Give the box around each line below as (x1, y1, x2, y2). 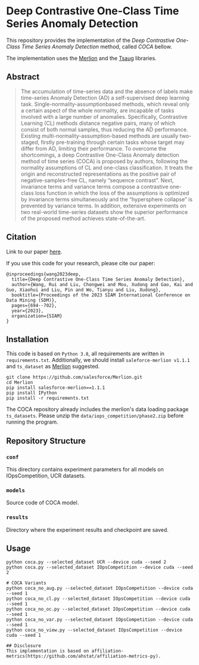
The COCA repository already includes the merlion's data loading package (6, 406, 189, 413)
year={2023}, (11, 308, 44, 314)
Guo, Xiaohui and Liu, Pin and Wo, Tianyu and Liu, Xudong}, (6, 287, 161, 293)
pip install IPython (6, 390, 58, 396)
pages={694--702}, (11, 302, 58, 308)
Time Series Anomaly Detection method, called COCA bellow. (21, 43, 172, 50)
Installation (6, 334, 49, 344)
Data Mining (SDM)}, (6, 297, 58, 303)
